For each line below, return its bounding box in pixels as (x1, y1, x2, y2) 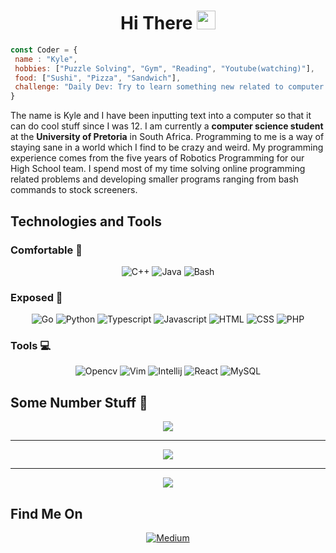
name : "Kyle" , (14, 54, 78, 64)
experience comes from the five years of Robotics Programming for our (10, 152, 305, 164)
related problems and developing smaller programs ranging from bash (10, 173, 299, 185)
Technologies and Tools (10, 213, 163, 230)
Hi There (120, 12, 193, 35)
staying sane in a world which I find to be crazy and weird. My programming (10, 141, 324, 154)
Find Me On (10, 505, 83, 522)
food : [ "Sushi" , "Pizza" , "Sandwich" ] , (14, 73, 182, 83)
